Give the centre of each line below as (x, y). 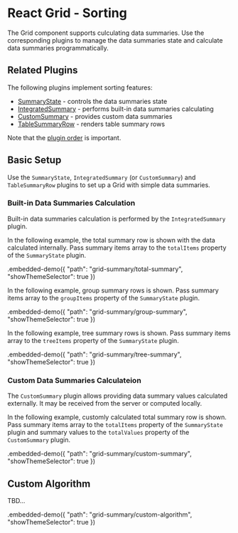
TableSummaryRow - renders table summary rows (91, 124)
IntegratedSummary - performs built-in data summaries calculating (116, 109)
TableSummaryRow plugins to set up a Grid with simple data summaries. (109, 185)
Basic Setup (34, 160)
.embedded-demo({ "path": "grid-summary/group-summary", (97, 312)
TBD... (16, 500)
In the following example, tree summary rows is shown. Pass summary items (119, 333)
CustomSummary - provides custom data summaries (95, 116)
